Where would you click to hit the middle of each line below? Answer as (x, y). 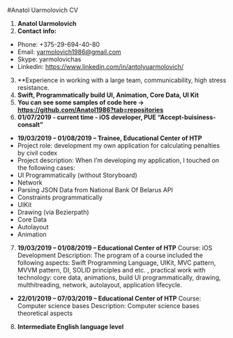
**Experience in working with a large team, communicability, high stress (122, 80)
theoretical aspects (45, 313)
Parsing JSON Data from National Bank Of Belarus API (95, 190)
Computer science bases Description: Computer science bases (108, 306)
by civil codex (37, 153)
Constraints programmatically (60, 197)
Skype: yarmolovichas (49, 59)
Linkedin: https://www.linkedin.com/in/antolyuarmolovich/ (100, 67)
